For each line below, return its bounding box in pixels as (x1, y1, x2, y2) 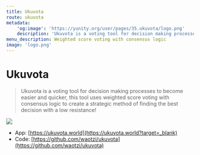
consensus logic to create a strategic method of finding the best (20, 100, 179, 107)
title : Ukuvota (6, 8, 44, 15)
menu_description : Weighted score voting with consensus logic (6, 36, 167, 42)
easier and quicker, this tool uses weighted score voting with (20, 94, 170, 101)
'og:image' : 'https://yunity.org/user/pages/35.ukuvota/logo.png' (17, 25, 185, 32)
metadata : (6, 20, 31, 26)
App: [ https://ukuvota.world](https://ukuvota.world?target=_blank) (14, 129, 177, 136)
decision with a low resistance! (20, 106, 97, 113)
